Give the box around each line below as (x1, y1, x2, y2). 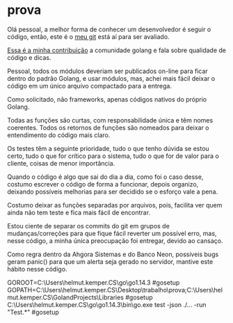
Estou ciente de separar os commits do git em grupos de (7, 221, 170, 230)
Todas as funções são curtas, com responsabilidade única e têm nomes (7, 116, 214, 124)
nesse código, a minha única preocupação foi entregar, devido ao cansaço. (7, 236, 223, 245)
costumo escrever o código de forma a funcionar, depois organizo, (7, 180, 199, 188)
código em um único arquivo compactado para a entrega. (7, 81, 172, 90)
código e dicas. (7, 53, 51, 61)
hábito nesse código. (7, 265, 67, 273)
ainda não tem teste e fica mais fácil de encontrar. (7, 208, 151, 216)
